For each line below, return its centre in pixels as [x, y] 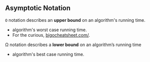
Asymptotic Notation [38, 8]
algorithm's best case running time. [48, 54]
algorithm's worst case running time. [50, 30]
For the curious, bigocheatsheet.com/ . [51, 35]
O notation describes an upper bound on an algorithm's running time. [75, 20]
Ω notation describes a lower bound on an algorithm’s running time [73, 45]
